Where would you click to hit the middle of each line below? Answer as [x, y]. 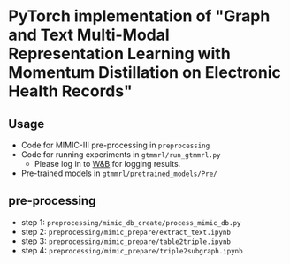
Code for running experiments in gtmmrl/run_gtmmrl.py [121, 155]
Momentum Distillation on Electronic [145, 73]
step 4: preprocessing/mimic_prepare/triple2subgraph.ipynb [132, 250]
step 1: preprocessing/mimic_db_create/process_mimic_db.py [131, 222]
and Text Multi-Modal [89, 35]
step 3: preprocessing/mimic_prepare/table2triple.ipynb [126, 241]
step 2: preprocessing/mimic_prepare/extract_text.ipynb [126, 231]
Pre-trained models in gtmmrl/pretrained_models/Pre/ [119, 173]
